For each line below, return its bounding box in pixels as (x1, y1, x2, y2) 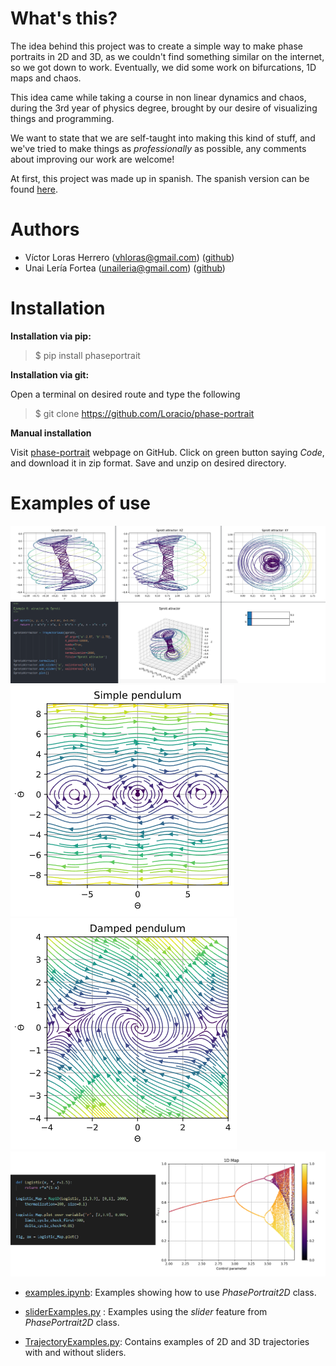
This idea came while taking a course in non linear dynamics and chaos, (10, 91, 307, 103)
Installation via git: (10, 368, 90, 381)
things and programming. (10, 112, 115, 124)
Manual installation (10, 427, 92, 439)
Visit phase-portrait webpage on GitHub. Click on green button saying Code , (10, 446, 325, 458)
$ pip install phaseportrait (34, 349, 141, 361)
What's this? (10, 7, 118, 30)
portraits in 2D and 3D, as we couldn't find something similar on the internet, (10, 50, 325, 62)
